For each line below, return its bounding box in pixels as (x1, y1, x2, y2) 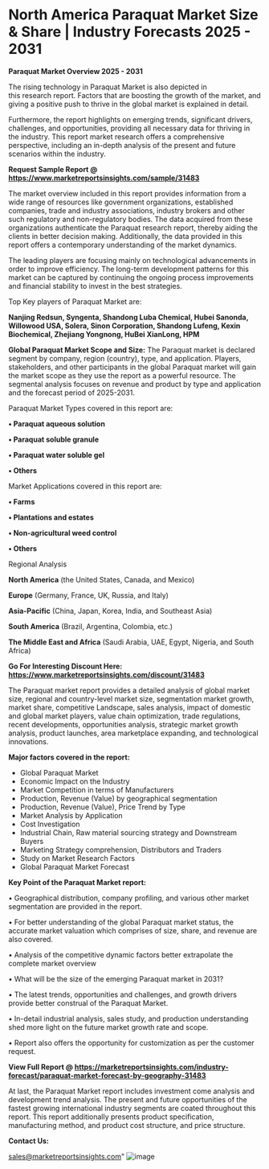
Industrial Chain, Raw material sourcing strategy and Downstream (19, 827, 237, 838)
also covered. (8, 934, 54, 944)
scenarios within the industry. (8, 149, 106, 158)
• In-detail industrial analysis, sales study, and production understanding (8, 1014, 249, 1023)
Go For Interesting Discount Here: (8, 661, 123, 671)
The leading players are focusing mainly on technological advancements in (8, 255, 256, 265)
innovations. (8, 736, 49, 746)
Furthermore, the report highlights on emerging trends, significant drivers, (8, 114, 253, 124)
